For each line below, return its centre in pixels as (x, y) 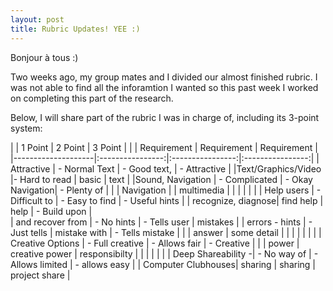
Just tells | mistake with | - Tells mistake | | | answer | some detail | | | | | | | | (166, 232)
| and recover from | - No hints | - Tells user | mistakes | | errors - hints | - (161, 222)
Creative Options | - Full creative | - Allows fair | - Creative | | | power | (155, 243)
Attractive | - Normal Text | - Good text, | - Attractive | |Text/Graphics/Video (166, 168)
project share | (40, 275)
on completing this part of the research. (92, 98)
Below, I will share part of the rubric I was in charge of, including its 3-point (165, 117)
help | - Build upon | (51, 211)
